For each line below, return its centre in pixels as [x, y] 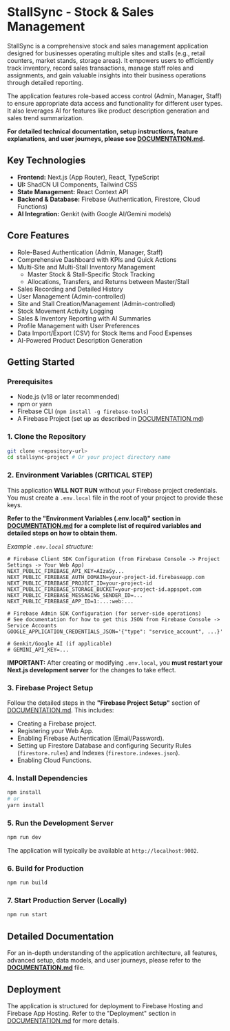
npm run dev [24, 838]
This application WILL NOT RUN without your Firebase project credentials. [112, 490]
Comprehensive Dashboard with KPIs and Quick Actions [97, 259]
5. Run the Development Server [60, 823]
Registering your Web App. [55, 730]
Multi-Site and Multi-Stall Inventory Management [86, 267]
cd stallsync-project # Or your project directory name [89, 457]
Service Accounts [32, 625]
